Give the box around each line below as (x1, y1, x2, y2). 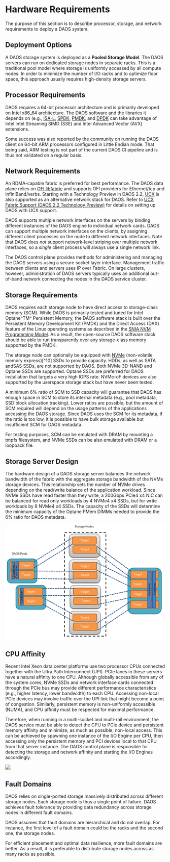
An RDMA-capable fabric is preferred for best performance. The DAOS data (5, 180, 163, 187)
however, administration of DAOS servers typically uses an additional (5, 270, 150, 276)
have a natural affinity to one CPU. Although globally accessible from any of (5, 674, 164, 680)
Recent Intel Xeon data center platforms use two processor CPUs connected (5, 663, 165, 669)
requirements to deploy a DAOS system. (5, 26, 89, 32)
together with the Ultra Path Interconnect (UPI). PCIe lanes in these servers (5, 669, 162, 675)
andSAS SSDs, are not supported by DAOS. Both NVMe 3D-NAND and (5, 363, 152, 369)
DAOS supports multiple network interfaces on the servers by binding (5, 217, 151, 223)
